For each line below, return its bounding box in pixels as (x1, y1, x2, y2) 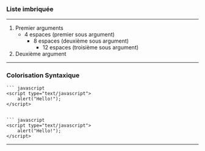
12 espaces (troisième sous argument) (42, 44, 139, 51)
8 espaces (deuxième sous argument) (33, 37, 129, 44)
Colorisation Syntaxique (6, 71, 80, 80)
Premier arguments (15, 24, 64, 32)
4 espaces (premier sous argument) (24, 31, 115, 38)
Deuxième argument (15, 51, 67, 58)
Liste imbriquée (6, 5, 54, 13)
